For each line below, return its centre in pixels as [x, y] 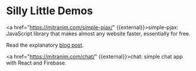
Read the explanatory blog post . [45, 45]
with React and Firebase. [36, 63]
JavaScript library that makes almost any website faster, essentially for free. [98, 33]
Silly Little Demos [50, 11]
